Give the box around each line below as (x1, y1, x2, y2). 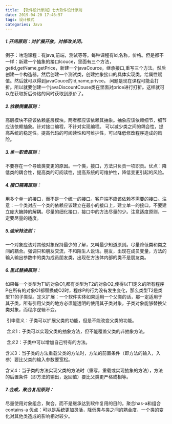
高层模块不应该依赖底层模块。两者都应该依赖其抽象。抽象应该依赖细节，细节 (5, 117, 167, 123)
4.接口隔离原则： (5, 182, 41, 188)
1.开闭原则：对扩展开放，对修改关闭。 (5, 38, 85, 44)
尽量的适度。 (14, 215, 41, 221)
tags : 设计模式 (5, 17, 35, 22)
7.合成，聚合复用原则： (5, 386, 54, 392)
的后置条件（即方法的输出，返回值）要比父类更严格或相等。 (5, 374, 131, 380)
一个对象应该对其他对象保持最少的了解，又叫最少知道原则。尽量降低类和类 (5, 242, 162, 248)
